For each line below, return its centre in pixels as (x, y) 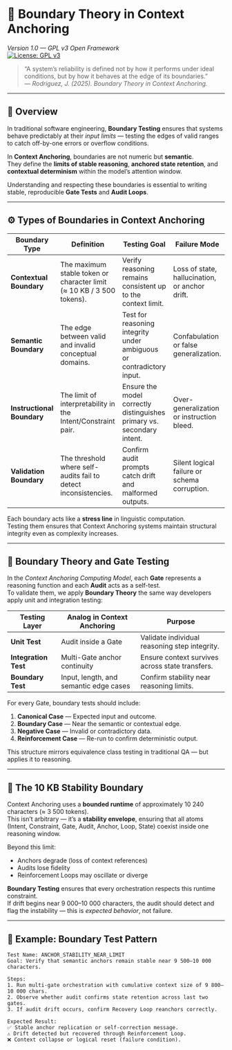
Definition (88, 244)
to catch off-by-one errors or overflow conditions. (78, 143)
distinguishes (144, 413)
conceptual (78, 354)
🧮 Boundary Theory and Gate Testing (88, 561)
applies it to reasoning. (40, 759)
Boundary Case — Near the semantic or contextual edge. (99, 724)
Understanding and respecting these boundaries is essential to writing (107, 184)
